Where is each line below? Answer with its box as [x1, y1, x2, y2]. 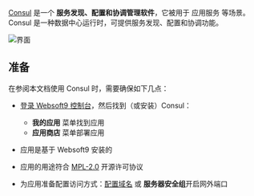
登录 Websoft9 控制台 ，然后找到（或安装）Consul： [19, 100, 192, 110]
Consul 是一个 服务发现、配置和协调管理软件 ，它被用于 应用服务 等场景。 [8, 8, 250, 17]
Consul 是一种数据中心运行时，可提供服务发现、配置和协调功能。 [8, 18, 223, 27]
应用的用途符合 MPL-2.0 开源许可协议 [19, 161, 144, 171]
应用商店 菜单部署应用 [31, 128, 105, 137]
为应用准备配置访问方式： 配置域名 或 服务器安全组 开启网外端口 [19, 178, 228, 188]
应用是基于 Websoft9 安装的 [19, 145, 113, 154]
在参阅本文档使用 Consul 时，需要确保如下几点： [8, 84, 169, 93]
